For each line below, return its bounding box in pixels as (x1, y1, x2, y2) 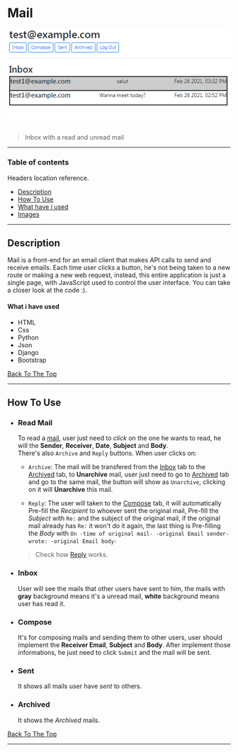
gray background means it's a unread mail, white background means (17, 592, 220, 600)
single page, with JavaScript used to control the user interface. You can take (7, 279, 231, 287)
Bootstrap (17, 356, 47, 364)
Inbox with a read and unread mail (24, 133, 125, 142)
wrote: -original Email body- (28, 538, 118, 545)
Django (17, 348, 39, 357)
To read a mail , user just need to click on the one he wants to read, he (17, 434, 222, 442)
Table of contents (7, 157, 69, 167)
